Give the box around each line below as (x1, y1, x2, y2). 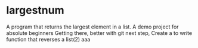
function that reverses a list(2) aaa (6, 36, 91, 43)
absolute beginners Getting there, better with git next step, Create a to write (6, 29, 193, 36)
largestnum (6, 4, 64, 17)
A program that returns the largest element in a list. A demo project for (6, 23, 179, 30)
